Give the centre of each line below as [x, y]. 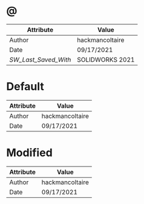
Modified [29, 153]
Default [25, 87]
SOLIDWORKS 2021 [106, 59]
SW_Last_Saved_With [40, 59]
